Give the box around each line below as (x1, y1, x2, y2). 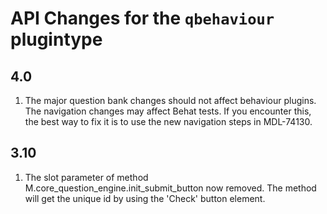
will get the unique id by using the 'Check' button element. (24, 192, 266, 204)
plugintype (10, 28, 103, 51)
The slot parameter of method (24, 171, 149, 183)
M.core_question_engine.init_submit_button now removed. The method (24, 182, 317, 194)
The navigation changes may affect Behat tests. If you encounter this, (24, 105, 312, 117)
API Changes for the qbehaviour (10, 7, 275, 30)
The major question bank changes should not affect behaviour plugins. (24, 95, 317, 106)
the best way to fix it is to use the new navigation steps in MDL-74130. (24, 116, 313, 127)
